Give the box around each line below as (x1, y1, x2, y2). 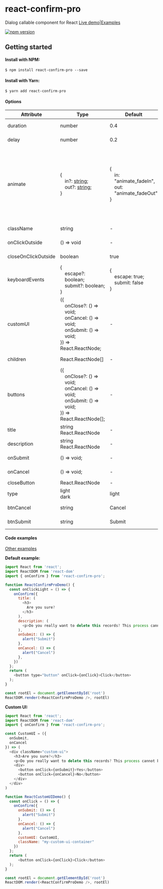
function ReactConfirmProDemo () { (5, 582, 75, 587)
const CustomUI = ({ (5, 731, 47, 736)
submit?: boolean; (65, 282, 105, 289)
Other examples (5, 546, 37, 552)
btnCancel (7, 504, 31, 511)
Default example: (5, 555, 40, 561)
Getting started (5, 43, 52, 52)
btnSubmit (7, 518, 32, 525)
